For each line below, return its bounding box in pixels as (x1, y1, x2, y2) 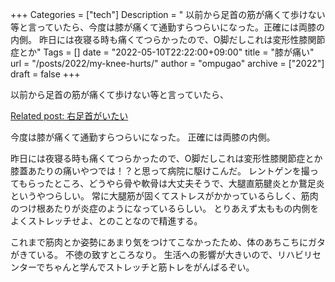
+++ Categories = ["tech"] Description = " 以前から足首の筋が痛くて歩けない (10, 9, 326, 20)
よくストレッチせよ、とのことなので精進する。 (10, 215, 203, 227)
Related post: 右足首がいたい (10, 110, 129, 122)
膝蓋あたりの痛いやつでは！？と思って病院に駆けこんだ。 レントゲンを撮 (10, 165, 310, 177)
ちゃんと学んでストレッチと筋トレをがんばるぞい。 (44, 261, 255, 273)
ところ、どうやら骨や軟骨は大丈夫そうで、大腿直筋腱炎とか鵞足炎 (53, 178, 325, 189)
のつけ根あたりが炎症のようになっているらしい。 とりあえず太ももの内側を (10, 203, 320, 214)
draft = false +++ (10, 68, 81, 80)
